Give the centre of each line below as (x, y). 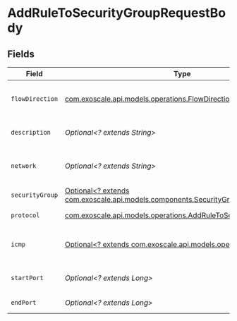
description (31, 132)
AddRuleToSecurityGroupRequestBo (117, 13)
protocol (25, 216)
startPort (27, 278)
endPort (24, 302)
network (24, 166)
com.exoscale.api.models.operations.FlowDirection (149, 99)
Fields (21, 54)
